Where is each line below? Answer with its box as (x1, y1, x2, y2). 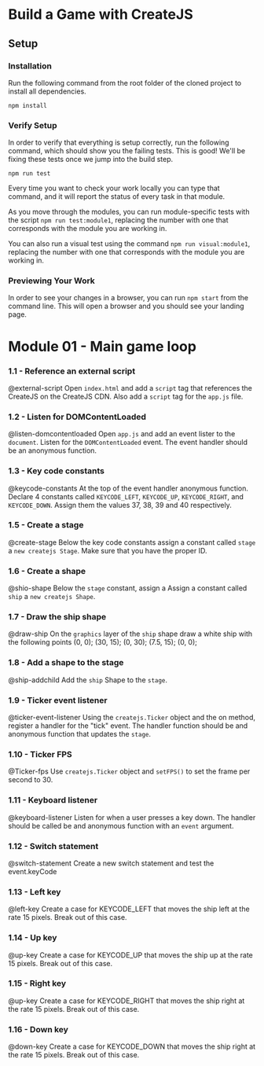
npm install (8, 101, 47, 109)
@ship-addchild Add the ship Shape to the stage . (8, 675, 167, 685)
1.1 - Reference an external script (8, 366, 136, 377)
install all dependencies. (8, 86, 86, 96)
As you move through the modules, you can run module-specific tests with (8, 207, 250, 217)
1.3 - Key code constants (8, 465, 104, 476)
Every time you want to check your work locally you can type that (8, 183, 220, 193)
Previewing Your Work (8, 275, 96, 286)
